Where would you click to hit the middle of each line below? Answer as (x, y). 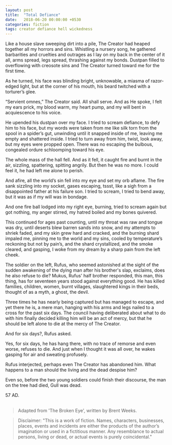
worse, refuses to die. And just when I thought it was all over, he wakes (80, 349)
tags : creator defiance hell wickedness (49, 29)
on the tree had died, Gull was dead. (44, 386)
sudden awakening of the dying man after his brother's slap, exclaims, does (85, 270)
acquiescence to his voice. (34, 113)
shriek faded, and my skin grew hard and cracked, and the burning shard (82, 233)
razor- (157, 81)
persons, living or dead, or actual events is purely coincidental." (85, 437)
